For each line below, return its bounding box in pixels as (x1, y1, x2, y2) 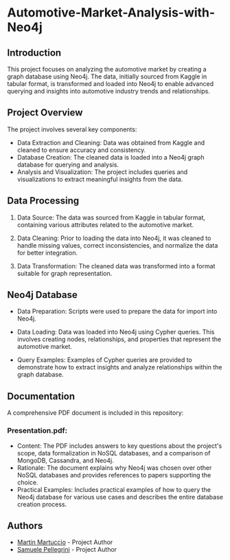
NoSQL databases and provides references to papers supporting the (16, 471, 211, 479)
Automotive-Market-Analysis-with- (7, 5, 216, 21)
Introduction (7, 47, 62, 58)
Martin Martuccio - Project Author (16, 538, 113, 546)
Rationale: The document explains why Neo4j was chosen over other (16, 463, 212, 472)
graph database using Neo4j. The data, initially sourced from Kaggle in (7, 72, 207, 80)
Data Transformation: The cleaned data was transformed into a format (16, 261, 216, 270)
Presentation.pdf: (7, 426, 67, 435)
